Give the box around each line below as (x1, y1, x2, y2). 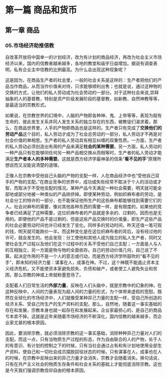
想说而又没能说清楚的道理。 (5, 162, 62, 168)
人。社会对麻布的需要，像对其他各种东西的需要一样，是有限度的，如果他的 (5, 203, 158, 209)
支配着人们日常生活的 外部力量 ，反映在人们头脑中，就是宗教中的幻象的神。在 (5, 282, 162, 288)
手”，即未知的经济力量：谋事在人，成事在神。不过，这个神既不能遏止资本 (5, 259, 156, 265)
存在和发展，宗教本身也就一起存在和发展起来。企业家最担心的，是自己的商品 (5, 307, 162, 313)
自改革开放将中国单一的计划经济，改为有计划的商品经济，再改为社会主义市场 (5, 54, 162, 60)
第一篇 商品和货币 (5, 4, 77, 16)
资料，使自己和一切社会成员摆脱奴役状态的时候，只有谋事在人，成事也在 (9, 348, 158, 355)
